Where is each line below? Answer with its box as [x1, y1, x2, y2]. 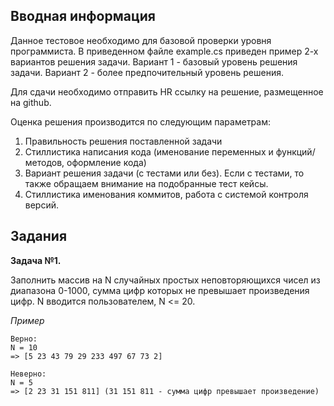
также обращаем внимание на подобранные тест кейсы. [24, 177, 269, 189]
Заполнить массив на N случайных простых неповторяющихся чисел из [10, 274, 321, 286]
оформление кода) [66, 156, 147, 168]
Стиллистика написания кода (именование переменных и [24, 145, 274, 158]
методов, [24, 156, 65, 168]
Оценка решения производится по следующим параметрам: [10, 115, 272, 128]
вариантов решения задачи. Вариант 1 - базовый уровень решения [10, 55, 298, 68]
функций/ [275, 145, 316, 158]
